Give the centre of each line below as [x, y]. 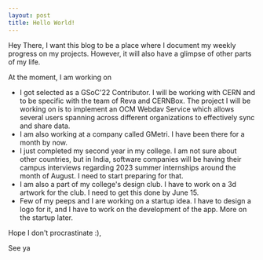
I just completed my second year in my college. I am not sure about [128, 151]
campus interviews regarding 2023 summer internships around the [128, 167]
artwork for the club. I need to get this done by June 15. [109, 192]
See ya [19, 247]
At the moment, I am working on [60, 77]
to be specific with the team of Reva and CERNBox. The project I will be [135, 101]
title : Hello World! [42, 23]
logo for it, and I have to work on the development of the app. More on [133, 209]
